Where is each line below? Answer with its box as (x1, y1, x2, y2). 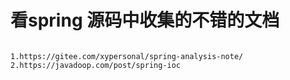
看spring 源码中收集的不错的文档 (10, 9, 280, 32)
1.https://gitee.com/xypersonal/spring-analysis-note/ (10, 51, 244, 61)
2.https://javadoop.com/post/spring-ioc (10, 60, 182, 70)
